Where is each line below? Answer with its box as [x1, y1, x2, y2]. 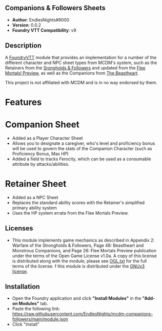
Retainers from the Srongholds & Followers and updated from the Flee [5, 65, 145, 70]
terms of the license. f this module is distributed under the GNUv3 [12, 263, 145, 269]
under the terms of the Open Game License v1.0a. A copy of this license [12, 253, 157, 259]
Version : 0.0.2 [12, 22, 41, 28]
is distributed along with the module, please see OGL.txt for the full [12, 258, 147, 264]
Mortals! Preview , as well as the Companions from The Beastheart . [5, 70, 139, 76]
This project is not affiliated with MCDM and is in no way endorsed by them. [5, 79, 158, 85]
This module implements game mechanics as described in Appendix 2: [12, 237, 155, 243]
